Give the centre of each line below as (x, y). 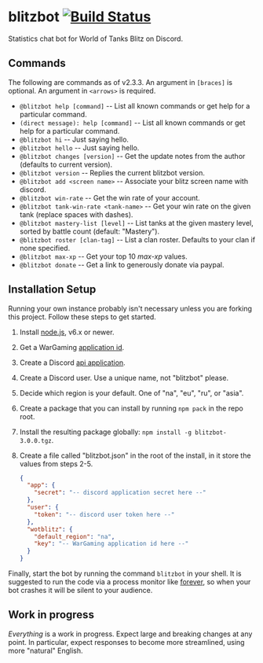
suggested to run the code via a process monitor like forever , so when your (130, 582)
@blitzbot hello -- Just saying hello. (79, 147)
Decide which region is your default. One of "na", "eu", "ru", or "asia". (131, 392)
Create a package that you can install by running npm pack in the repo (131, 408)
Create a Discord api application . (72, 363)
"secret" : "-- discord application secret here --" (120, 493)
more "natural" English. (46, 650)
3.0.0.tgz (36, 440)
